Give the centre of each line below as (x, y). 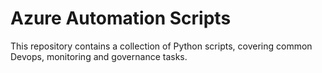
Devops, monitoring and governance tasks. (99, 56)
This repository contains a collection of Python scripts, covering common (161, 46)
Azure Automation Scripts (121, 18)
